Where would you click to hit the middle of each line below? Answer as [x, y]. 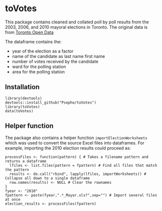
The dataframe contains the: [33, 41]
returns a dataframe [26, 161]
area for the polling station [38, 71]
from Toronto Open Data [29, 32]
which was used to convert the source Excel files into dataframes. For [75, 143]
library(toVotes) [23, 107]
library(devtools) [24, 98]
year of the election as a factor [43, 51]
